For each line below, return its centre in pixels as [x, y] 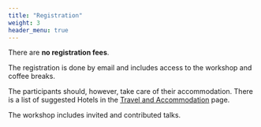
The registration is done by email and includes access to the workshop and [130, 68]
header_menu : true [38, 30]
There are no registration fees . [59, 53]
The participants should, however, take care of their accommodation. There [131, 92]
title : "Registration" [45, 15]
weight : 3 [24, 23]
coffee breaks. [32, 77]
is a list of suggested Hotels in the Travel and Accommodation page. [119, 100]
